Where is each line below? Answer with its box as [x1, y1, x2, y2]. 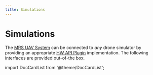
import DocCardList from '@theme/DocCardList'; [5, 64, 105, 70]
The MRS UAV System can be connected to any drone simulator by [5, 45, 142, 50]
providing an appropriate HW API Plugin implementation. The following [5, 50, 149, 55]
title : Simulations [5, 7, 45, 12]
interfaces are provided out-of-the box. [5, 55, 85, 61]
